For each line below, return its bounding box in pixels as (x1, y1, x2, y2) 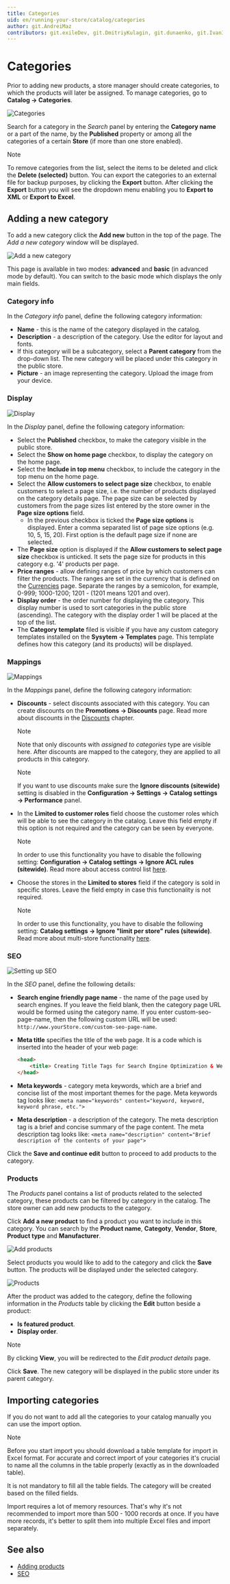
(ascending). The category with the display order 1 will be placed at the (16, 611, 218, 619)
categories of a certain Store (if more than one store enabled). (7, 137, 183, 145)
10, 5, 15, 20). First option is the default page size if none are (27, 530, 197, 539)
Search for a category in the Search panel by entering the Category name (7, 123, 216, 131)
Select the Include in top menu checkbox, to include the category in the (16, 464, 220, 473)
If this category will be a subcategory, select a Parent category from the (16, 347, 222, 355)
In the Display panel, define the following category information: (7, 423, 185, 431)
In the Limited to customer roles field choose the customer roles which (16, 809, 219, 817)
